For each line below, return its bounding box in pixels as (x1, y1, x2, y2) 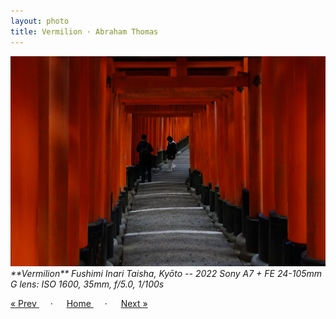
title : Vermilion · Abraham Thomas (10, 26, 159, 37)
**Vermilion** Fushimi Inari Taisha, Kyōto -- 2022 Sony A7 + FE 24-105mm (10, 267, 323, 279)
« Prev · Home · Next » (10, 297, 148, 309)
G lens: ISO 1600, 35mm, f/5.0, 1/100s (10, 278, 165, 290)
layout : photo (10, 16, 70, 26)
